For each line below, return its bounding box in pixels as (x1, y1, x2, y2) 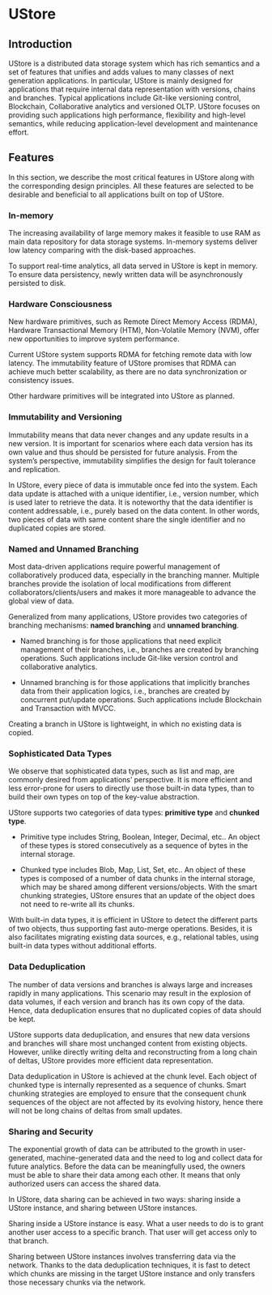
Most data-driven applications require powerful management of (8, 562, 221, 571)
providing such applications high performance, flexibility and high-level (8, 110, 246, 120)
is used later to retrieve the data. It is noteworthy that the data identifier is (8, 497, 253, 507)
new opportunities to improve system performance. (8, 334, 180, 344)
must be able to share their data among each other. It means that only (8, 1169, 241, 1179)
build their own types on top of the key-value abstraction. (8, 792, 200, 802)
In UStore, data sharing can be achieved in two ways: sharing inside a (8, 1194, 241, 1203)
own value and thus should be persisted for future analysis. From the (8, 447, 238, 457)
